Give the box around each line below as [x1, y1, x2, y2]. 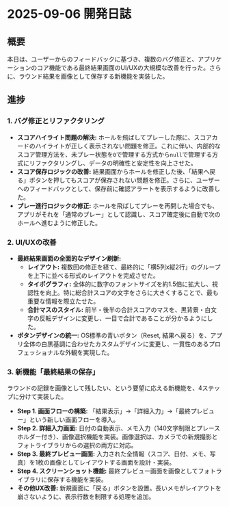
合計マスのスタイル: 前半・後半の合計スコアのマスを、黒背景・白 [27, 305, 211, 313]
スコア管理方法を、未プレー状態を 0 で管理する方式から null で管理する [16, 150, 213, 158]
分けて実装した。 [18, 393, 67, 401]
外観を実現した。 [64, 348, 113, 356]
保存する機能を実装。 [46, 476, 107, 484]
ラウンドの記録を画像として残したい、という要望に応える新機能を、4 [7, 384, 203, 392]
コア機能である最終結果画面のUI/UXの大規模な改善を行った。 [36, 64, 210, 72]
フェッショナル [16, 348, 59, 356]
